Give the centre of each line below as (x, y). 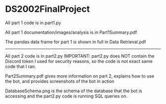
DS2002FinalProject (47, 9)
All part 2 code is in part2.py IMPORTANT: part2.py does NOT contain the (80, 56)
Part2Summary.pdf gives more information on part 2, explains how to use (80, 76)
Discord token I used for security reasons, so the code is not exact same (79, 61)
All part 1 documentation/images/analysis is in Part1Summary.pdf (71, 32)
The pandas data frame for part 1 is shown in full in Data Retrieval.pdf (76, 42)
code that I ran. (21, 66)
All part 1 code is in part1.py (33, 23)
